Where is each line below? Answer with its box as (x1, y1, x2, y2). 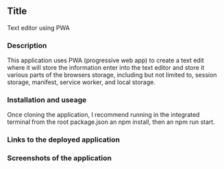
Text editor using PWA (7, 23, 70, 31)
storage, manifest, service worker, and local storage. (7, 78, 156, 86)
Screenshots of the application (7, 153, 112, 163)
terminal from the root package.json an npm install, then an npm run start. (7, 118, 216, 126)
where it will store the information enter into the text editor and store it (7, 64, 205, 72)
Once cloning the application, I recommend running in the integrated (7, 111, 200, 119)
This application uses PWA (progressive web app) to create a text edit (7, 56, 204, 64)
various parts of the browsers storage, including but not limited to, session (7, 71, 217, 79)
